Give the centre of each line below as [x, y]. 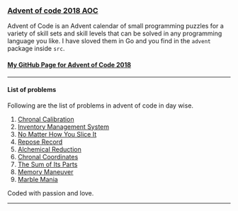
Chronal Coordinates [48, 156]
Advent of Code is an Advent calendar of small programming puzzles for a [116, 26]
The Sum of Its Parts [47, 164]
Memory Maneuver [45, 171]
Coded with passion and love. [51, 193]
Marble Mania [38, 179]
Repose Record [40, 142]
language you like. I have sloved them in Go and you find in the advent [109, 41]
